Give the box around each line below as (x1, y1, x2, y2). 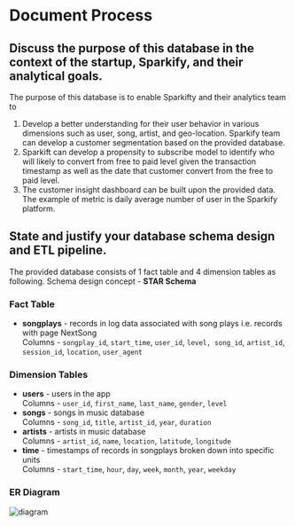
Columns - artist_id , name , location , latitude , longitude (21, 436, 232, 446)
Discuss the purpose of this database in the (9, 41, 255, 56)
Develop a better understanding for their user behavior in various (21, 119, 260, 129)
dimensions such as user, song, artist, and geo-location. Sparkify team (21, 128, 281, 138)
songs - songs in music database (21, 407, 144, 418)
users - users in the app (21, 389, 111, 399)
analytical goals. (9, 68, 104, 83)
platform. (21, 203, 56, 214)
